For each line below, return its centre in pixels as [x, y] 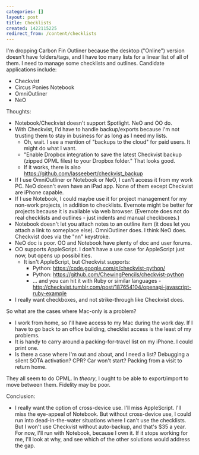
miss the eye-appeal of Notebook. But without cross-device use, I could [103, 414]
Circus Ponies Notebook [45, 87]
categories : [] [25, 12]
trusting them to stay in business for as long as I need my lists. [91, 136]
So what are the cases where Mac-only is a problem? [71, 311]
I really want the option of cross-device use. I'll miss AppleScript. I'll [98, 408]
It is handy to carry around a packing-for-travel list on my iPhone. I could [104, 342]
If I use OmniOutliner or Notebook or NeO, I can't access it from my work [104, 180]
